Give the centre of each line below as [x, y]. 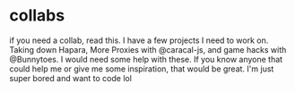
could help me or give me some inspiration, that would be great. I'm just [142, 69]
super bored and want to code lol [71, 78]
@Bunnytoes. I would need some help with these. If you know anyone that [146, 59]
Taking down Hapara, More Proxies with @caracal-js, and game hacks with [148, 49]
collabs [37, 16]
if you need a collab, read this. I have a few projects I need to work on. [139, 40]
